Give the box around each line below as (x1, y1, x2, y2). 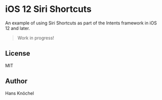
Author (5, 77, 27, 86)
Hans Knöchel (5, 90, 34, 96)
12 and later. (5, 25, 30, 31)
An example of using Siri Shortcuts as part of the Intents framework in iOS (5, 20, 157, 26)
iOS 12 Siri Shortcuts (5, 3, 92, 15)
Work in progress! (17, 35, 54, 41)
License (5, 49, 30, 58)
